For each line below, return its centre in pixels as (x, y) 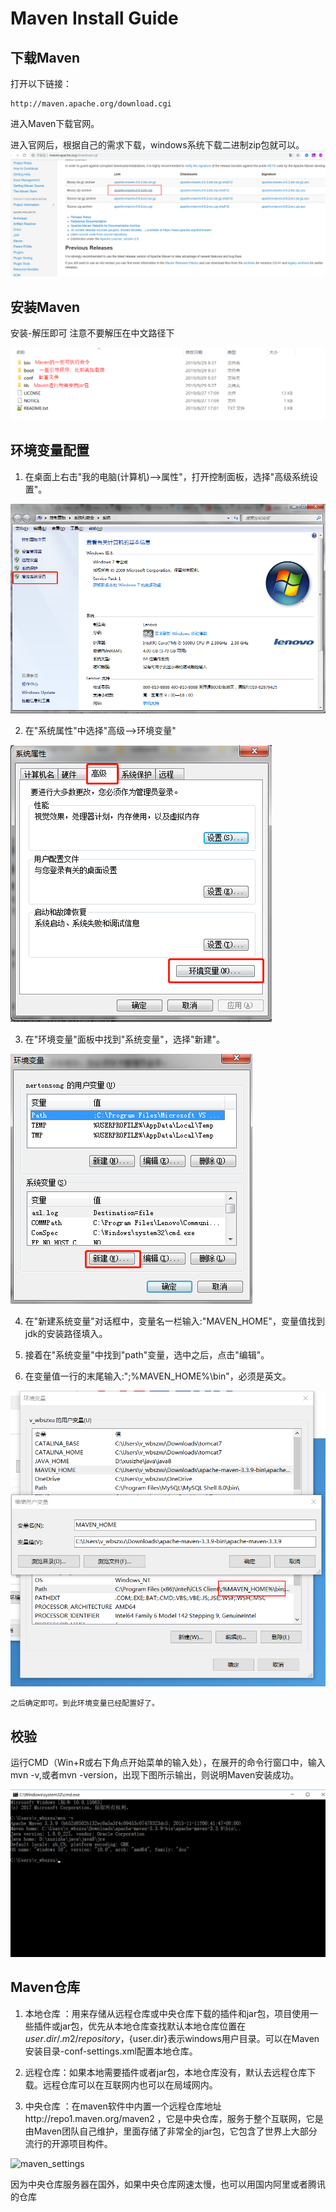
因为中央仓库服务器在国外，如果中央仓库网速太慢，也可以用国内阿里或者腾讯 (168, 2184)
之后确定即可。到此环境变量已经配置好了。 (85, 1703)
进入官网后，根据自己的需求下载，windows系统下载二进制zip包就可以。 (157, 145)
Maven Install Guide (94, 18)
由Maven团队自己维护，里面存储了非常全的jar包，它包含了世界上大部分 (171, 2131)
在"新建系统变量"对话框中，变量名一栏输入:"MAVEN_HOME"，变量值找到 (174, 1321)
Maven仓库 (45, 1987)
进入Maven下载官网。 (55, 123)
